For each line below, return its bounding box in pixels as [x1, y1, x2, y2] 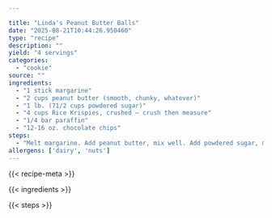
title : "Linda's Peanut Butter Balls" [8, 19, 139, 27]
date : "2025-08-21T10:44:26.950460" [8, 26, 132, 35]
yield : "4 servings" [8, 49, 79, 57]
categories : [8, 57, 49, 65]
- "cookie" [15, 64, 53, 73]
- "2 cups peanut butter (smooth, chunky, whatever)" [15, 94, 201, 102]
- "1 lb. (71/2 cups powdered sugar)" [15, 102, 147, 110]
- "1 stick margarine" [15, 86, 92, 94]
